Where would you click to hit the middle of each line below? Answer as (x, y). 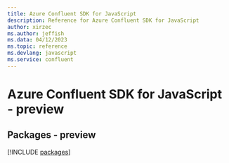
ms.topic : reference (38, 46)
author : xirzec (30, 27)
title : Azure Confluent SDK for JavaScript (72, 14)
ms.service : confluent (40, 60)
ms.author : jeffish (36, 33)
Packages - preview (52, 135)
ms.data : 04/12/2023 (38, 40)
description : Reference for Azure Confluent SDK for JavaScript (103, 20)
